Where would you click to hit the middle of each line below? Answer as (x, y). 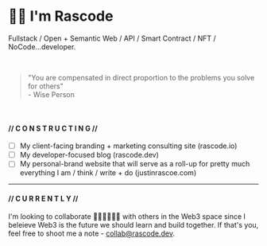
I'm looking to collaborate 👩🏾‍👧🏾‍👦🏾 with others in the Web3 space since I (127, 216)
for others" (45, 86)
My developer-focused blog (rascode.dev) (89, 155)
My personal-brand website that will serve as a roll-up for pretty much (135, 164)
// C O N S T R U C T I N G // (53, 128)
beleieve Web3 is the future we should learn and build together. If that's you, (133, 225)
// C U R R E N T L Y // (43, 198)
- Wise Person (51, 94)
